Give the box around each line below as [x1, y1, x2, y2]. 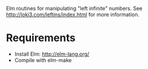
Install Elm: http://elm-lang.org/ [14, 50, 90, 57]
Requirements [6, 31, 76, 45]
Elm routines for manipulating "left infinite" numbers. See [6, 5, 143, 12]
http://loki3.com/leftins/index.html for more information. [6, 11, 140, 18]
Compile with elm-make [14, 56, 72, 63]
